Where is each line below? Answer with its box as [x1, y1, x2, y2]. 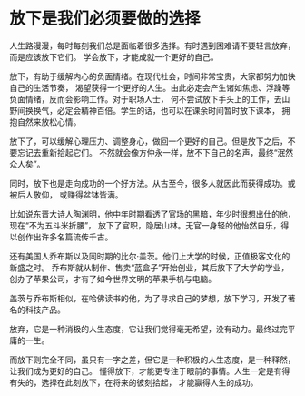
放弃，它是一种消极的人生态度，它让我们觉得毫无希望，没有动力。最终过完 [9, 323, 288, 334]
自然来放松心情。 [16, 116, 82, 127]
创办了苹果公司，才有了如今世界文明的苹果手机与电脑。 [9, 273, 216, 284]
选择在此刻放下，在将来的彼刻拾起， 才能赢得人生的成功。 [40, 377, 259, 388]
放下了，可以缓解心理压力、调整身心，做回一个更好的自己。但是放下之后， [9, 136, 288, 147]
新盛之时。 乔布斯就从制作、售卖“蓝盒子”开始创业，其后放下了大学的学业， [9, 261, 290, 273]
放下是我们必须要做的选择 [9, 8, 202, 29]
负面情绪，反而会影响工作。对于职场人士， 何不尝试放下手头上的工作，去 [9, 93, 282, 105]
